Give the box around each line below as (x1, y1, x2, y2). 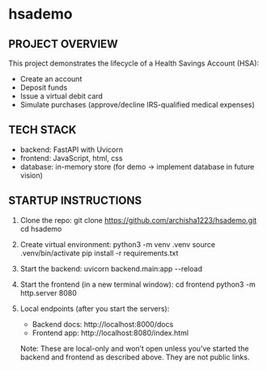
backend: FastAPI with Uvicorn (19, 145, 124, 154)
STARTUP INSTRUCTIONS (8, 194, 142, 208)
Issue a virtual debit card (19, 91, 104, 101)
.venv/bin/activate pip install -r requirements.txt (19, 248, 179, 258)
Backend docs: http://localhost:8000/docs (32, 319, 174, 329)
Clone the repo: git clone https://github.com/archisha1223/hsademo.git (19, 215, 257, 225)
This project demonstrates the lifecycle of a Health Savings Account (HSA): (8, 58, 260, 68)
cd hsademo (19, 224, 62, 233)
